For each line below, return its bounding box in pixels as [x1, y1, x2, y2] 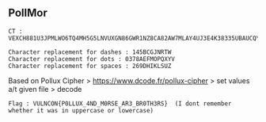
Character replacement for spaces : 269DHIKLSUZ [8, 62, 172, 70]
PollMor [8, 6, 47, 20]
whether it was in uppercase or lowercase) [8, 106, 154, 114]
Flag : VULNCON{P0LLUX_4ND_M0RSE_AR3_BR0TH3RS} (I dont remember [8, 99, 232, 108]
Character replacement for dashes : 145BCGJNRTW [8, 48, 172, 56]
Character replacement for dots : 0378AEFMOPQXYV [8, 55, 176, 63]
